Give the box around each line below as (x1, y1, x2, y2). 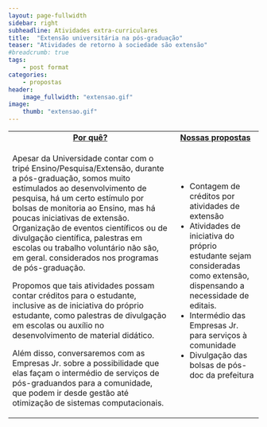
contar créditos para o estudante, (12, 290, 137, 301)
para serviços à (189, 330, 248, 340)
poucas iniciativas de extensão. (12, 212, 130, 223)
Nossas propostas (180, 132, 251, 143)
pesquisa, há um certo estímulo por (12, 192, 145, 204)
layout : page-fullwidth (8, 11, 87, 20)
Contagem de (189, 181, 241, 192)
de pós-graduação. (12, 262, 86, 273)
